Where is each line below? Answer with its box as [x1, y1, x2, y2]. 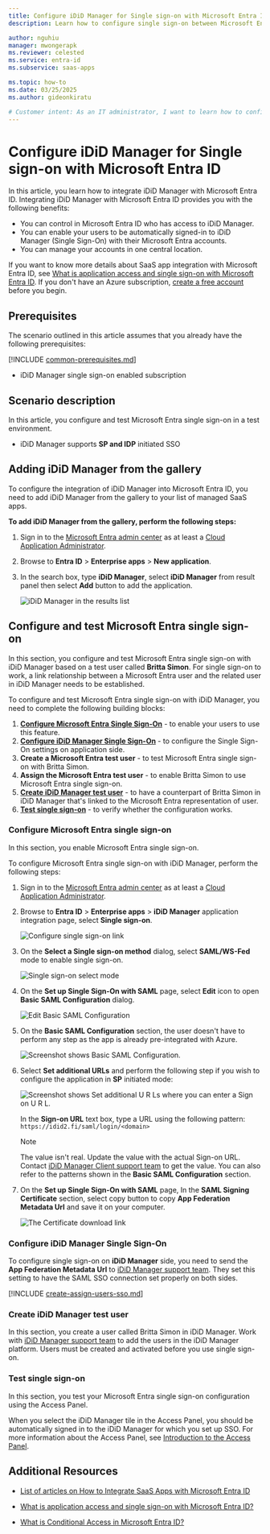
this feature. [19, 727, 60, 737]
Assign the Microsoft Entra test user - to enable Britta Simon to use [19, 770, 247, 779]
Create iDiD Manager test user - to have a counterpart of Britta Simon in [19, 787, 261, 797]
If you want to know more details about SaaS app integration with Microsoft [8, 260, 258, 270]
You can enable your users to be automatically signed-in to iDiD [19, 227, 231, 238]
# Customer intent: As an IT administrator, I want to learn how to [8, 108, 243, 116]
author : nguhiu [8, 34, 59, 42]
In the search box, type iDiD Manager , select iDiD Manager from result [19, 572, 256, 581]
